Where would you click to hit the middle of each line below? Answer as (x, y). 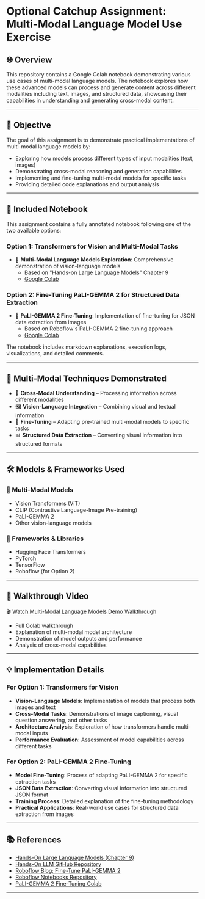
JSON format (32, 795)
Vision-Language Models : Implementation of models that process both (105, 701)
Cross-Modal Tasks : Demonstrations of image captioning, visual (96, 713)
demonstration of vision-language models (68, 266)
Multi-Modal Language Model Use (94, 24)
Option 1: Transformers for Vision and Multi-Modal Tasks (92, 246)
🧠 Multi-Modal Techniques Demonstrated (86, 378)
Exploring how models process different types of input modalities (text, (104, 158)
